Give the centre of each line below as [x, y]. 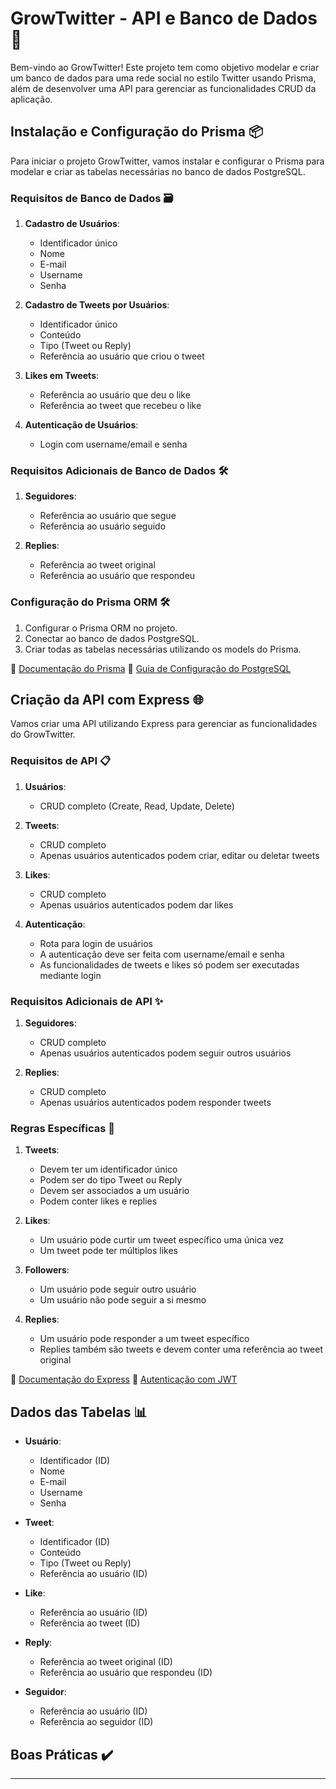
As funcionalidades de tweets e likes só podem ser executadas [169, 964]
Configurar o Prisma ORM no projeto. [101, 628]
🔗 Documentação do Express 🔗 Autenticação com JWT [124, 1379]
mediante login [70, 975]
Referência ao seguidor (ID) [96, 1722]
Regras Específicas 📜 [62, 1128]
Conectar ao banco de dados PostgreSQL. [112, 638]
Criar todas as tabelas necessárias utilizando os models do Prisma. [163, 649]
